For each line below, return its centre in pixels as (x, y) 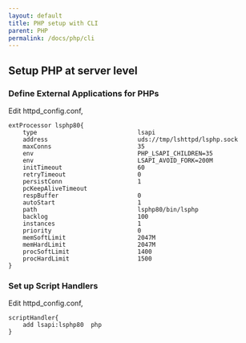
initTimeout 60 (84, 167)
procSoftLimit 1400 (87, 252)
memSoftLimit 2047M (89, 237)
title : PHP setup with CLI (53, 23)
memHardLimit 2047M (89, 244)
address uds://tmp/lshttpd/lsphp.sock (131, 139)
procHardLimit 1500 (87, 258)
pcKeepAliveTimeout (55, 188)
